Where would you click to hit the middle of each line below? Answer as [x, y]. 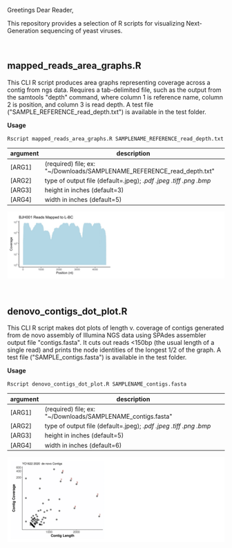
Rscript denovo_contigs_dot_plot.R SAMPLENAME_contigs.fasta [97, 384]
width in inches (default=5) [83, 200]
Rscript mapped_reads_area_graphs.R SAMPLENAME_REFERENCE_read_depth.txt [116, 139]
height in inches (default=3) [84, 190]
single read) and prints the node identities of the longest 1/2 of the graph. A [114, 350]
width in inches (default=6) [83, 445]
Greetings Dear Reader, [40, 10]
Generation [23, 31]
